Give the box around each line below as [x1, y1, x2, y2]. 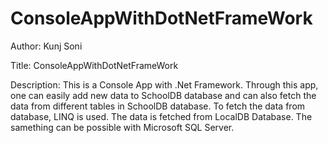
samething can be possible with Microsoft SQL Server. [10, 121, 235, 133]
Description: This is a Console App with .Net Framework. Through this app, [10, 78, 319, 91]
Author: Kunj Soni [10, 40, 83, 52]
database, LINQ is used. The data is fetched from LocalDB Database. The [10, 110, 313, 122]
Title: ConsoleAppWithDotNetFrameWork [10, 59, 179, 71]
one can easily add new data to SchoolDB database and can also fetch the [10, 89, 317, 101]
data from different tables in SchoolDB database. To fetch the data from [10, 100, 306, 112]
